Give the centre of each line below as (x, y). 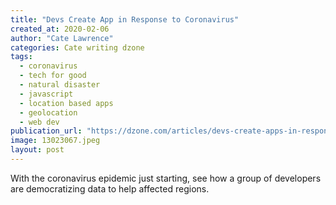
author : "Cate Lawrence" (62, 38)
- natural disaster (60, 85)
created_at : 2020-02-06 (60, 29)
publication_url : (46, 131)
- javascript (46, 94)
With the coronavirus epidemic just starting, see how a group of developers (166, 178)
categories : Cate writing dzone (77, 47)
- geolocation (48, 112)
